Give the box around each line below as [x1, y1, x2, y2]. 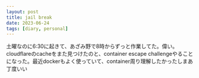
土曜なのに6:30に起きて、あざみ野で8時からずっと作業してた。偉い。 [6, 43, 178, 50]
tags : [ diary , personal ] [6, 25, 68, 32]
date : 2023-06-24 [6, 20, 50, 26]
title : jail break [6, 14, 52, 20]
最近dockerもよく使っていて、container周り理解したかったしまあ [32, 58, 194, 65]
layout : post [6, 8, 39, 15]
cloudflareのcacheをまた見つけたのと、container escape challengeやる [6, 50, 183, 58]
